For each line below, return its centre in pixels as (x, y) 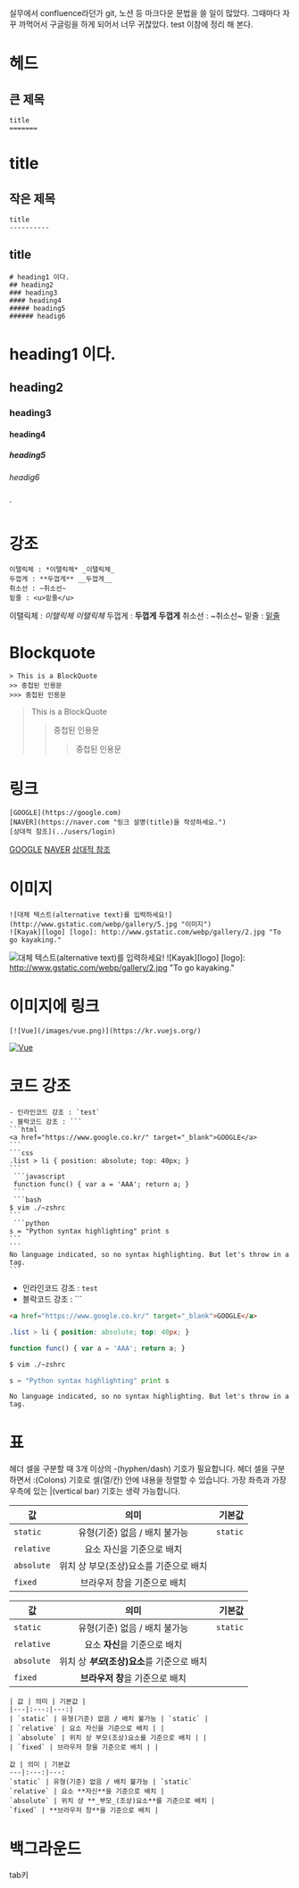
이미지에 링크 (54, 1006)
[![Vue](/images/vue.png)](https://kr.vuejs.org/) (105, 1031)
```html (24, 1130)
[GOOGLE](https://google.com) (66, 813)
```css (21, 1153)
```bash (27, 1200)
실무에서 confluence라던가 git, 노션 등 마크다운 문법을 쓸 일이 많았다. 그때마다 (145, 13)
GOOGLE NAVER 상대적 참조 (60, 850)
